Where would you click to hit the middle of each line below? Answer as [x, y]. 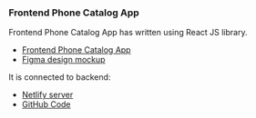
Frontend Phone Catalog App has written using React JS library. [128, 33]
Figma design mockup [63, 60]
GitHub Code [46, 104]
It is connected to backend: [60, 77]
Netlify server [47, 95]
